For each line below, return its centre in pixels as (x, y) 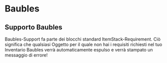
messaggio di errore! (26, 55)
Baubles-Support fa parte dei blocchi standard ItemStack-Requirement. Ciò (83, 39)
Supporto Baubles (33, 27)
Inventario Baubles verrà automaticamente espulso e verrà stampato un (79, 50)
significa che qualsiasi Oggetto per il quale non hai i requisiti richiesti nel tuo (83, 44)
